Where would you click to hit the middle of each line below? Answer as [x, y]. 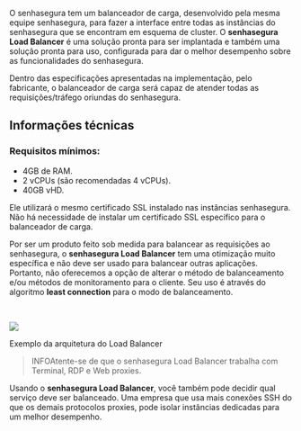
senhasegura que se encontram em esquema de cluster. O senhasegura [144, 32]
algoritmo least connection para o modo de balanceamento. [121, 292]
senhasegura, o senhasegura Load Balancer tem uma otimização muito [142, 253]
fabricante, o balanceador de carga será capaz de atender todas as [134, 88]
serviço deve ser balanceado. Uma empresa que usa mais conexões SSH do [150, 397]
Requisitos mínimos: [55, 151]
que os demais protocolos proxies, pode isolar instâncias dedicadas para [145, 407]
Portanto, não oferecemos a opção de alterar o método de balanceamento [147, 273]
